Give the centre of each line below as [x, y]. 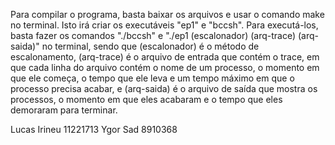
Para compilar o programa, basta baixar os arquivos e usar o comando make [167, 14]
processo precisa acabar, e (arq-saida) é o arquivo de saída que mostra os [164, 88]
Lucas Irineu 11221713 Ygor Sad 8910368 [94, 129]
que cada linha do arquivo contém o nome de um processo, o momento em [165, 67]
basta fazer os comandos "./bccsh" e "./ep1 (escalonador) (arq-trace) [153, 35]
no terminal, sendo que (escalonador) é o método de [150, 46]
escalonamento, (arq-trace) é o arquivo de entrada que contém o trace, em [165, 57]
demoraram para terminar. [64, 110]
